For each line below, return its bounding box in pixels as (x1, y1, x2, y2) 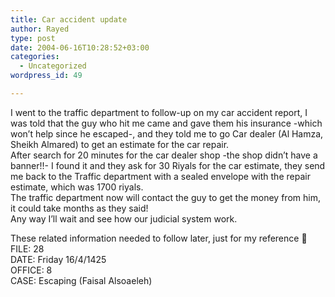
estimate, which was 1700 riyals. (10, 181, 144, 193)
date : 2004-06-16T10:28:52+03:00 (10, 42, 150, 53)
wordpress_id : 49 (10, 71, 83, 81)
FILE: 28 (10, 242, 45, 255)
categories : (10, 52, 60, 62)
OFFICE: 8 (10, 264, 53, 276)
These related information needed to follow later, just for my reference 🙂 (10, 232, 308, 244)
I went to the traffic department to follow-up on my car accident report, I (10, 106, 308, 118)
